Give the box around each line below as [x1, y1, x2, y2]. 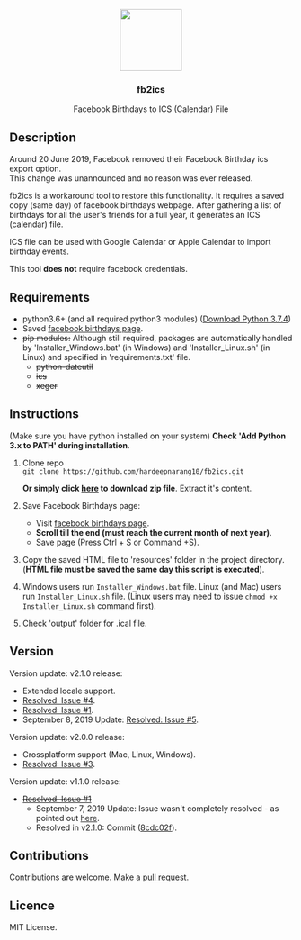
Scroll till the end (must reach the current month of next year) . [35, 527, 272, 538]
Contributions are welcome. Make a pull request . [9, 872, 190, 882]
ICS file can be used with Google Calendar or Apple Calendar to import [9, 237, 271, 248]
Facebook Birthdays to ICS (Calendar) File [73, 104, 229, 114]
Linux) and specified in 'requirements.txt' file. [22, 351, 191, 362]
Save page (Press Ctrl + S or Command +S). [35, 537, 199, 547]
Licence [9, 898, 56, 913]
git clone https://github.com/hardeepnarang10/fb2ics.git [22, 466, 244, 476]
